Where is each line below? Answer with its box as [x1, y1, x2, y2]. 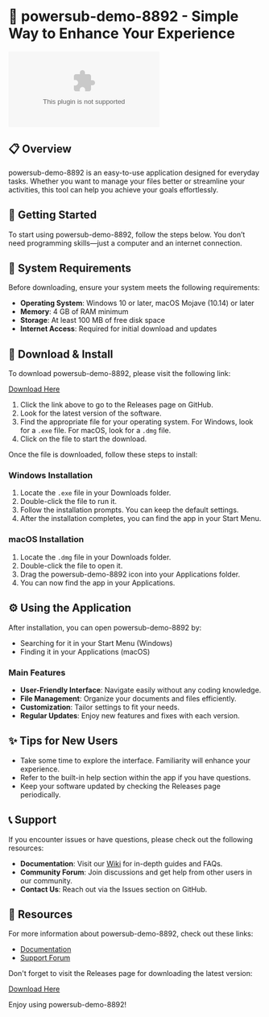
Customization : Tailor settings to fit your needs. [19, 702, 180, 712]
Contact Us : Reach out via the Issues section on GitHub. [19, 884, 208, 894]
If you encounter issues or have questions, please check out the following [8, 834, 254, 844]
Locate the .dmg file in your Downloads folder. [19, 552, 172, 562]
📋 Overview [8, 143, 72, 156]
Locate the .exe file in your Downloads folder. [19, 488, 172, 498]
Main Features [8, 667, 66, 678]
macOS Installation [8, 534, 85, 545]
